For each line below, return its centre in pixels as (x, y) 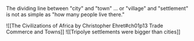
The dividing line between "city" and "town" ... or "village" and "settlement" (97, 8)
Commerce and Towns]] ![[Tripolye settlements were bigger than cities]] (93, 32)
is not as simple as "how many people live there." (65, 14)
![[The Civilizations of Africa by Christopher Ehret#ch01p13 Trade (85, 26)
